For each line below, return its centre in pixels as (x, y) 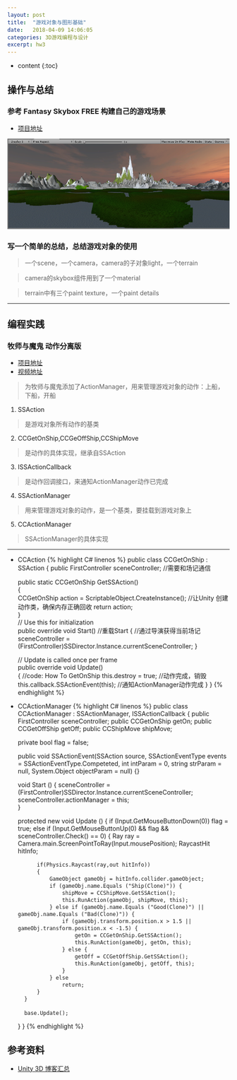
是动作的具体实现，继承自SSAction (75, 453)
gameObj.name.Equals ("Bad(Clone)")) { (76, 914)
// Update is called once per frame (67, 660)
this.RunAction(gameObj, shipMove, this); (126, 900)
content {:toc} (38, 66)
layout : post (26, 15)
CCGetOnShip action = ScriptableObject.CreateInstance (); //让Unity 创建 (123, 598)
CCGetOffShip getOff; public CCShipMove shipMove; (95, 728)
